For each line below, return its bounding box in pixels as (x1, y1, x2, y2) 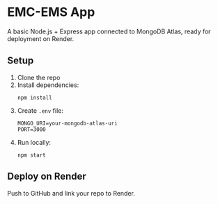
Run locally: (17, 138, 51, 146)
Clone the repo (17, 73, 61, 81)
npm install (17, 94, 52, 101)
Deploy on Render (7, 171, 87, 182)
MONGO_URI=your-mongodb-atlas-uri (17, 120, 118, 127)
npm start (17, 151, 47, 159)
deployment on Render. (7, 34, 75, 42)
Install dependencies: (17, 81, 79, 89)
